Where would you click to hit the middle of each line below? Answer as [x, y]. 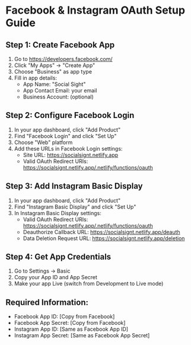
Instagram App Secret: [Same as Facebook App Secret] [82, 336]
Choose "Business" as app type [53, 71]
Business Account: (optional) [58, 97]
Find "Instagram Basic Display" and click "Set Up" [75, 207]
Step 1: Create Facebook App [60, 45]
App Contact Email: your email [60, 90]
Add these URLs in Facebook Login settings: [68, 148]
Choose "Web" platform [43, 142]
